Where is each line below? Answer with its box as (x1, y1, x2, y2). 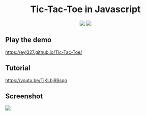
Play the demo (5, 35, 52, 44)
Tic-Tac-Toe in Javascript (30, 4, 141, 15)
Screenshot (5, 92, 43, 100)
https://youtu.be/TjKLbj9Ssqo (5, 77, 68, 83)
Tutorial (5, 64, 31, 72)
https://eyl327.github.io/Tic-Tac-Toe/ (5, 49, 82, 55)
